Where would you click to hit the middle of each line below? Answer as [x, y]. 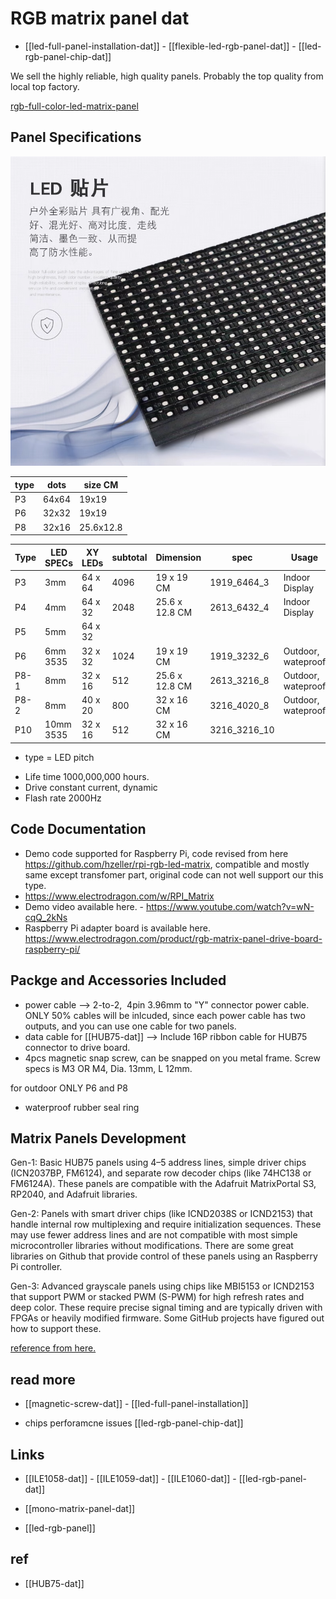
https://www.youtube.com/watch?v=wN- [230, 906]
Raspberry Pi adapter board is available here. [117, 928]
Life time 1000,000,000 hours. [87, 776]
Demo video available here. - [84, 906]
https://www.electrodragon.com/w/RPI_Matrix [119, 896]
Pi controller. [36, 1267]
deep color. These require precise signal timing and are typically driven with [166, 1308]
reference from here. [53, 1348]
